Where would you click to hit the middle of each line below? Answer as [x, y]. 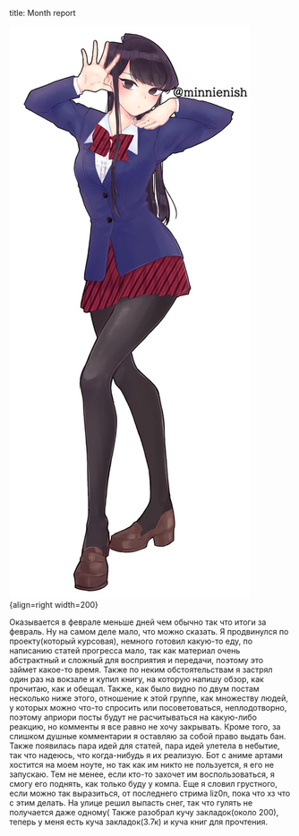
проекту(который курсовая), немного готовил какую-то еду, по [131, 641]
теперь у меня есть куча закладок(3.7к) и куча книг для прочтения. [139, 822]
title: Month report [43, 13]
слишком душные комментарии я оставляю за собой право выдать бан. [148, 736]
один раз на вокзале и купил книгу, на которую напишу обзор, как [137, 679]
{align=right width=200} [54, 605]
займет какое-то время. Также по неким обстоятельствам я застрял [141, 670]
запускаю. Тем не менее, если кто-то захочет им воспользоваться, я [142, 774]
